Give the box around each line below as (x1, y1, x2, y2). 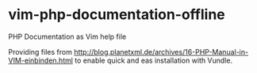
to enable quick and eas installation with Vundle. (75, 56, 232, 65)
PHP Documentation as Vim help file (8, 32, 127, 41)
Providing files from (8, 47, 73, 56)
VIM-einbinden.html (8, 56, 74, 65)
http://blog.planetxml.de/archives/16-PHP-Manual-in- (74, 47, 248, 56)
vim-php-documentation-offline (8, 6, 226, 24)
